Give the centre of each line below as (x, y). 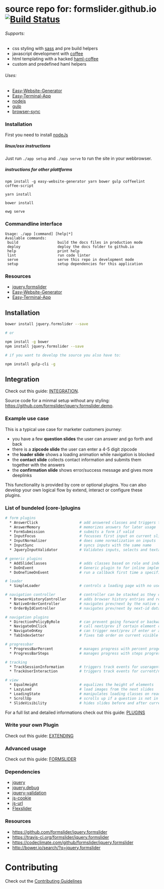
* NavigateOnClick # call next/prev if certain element (83, 626)
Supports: (15, 33)
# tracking (16, 662)
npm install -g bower (27, 342)
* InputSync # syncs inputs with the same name (81, 545)
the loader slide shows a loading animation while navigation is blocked (83, 454)
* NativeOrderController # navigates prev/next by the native (83, 604)
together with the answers (38, 465)
